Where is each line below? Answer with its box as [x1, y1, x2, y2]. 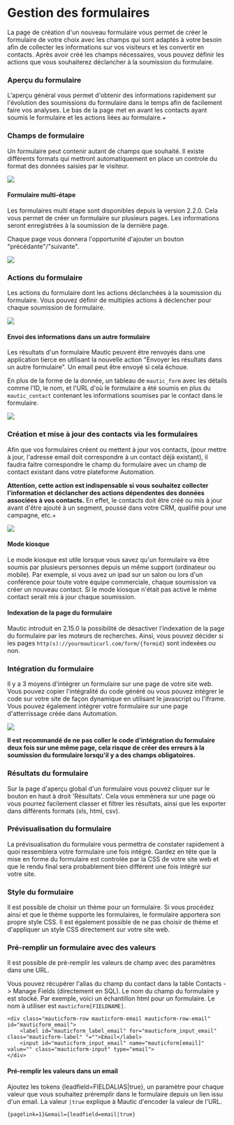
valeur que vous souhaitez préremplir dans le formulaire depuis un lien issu [7, 1089, 224, 1098]
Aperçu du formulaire [7, 75, 82, 85]
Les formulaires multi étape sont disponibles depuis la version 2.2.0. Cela [7, 206, 218, 215]
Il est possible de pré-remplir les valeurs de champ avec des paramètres [7, 959, 216, 967]
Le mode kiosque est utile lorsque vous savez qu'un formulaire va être [7, 555, 210, 564]
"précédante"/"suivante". [7, 242, 80, 250]
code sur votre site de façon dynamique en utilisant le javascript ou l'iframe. [7, 694, 226, 703]
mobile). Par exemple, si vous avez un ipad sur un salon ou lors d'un [7, 570, 203, 578]
